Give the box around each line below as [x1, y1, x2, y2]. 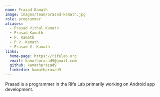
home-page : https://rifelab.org [9, 53, 77, 59]
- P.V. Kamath [9, 40, 39, 45]
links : [5, 49, 19, 54]
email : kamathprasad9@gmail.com [9, 58, 77, 63]
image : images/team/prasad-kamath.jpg [5, 12, 86, 17]
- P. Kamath [9, 35, 35, 40]
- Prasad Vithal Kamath [9, 26, 59, 31]
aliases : [5, 21, 23, 26]
